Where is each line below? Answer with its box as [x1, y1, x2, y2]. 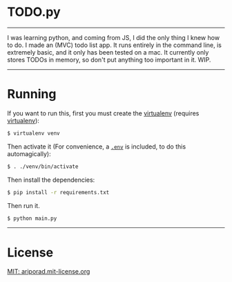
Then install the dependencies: [7, 176, 95, 184]
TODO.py [7, 4, 61, 20]
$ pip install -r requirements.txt [7, 189, 110, 196]
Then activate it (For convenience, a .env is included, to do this [7, 142, 186, 151]
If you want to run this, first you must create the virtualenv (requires [7, 109, 200, 117]
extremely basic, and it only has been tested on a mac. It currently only [7, 48, 209, 56]
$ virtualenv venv [7, 129, 60, 137]
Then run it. [7, 201, 40, 209]
